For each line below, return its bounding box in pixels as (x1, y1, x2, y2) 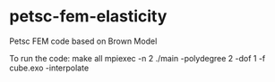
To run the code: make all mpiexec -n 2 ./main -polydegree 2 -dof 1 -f (9, 53, 266, 63)
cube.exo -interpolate (9, 62, 90, 73)
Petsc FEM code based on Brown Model (9, 36, 158, 46)
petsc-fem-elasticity (9, 6, 168, 27)
